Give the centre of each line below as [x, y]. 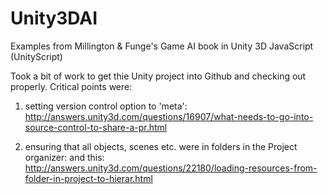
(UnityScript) [36, 56]
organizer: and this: [64, 157]
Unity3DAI [54, 18]
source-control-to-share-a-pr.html [96, 127]
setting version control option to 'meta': [106, 106]
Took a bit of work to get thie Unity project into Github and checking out [158, 76]
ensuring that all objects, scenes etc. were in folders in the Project [161, 146]
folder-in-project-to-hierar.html [88, 178]
